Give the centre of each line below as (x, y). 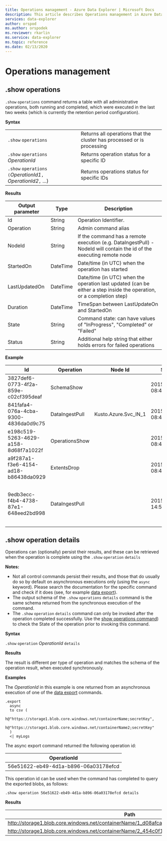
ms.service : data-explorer (33, 38)
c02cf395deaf (25, 397)
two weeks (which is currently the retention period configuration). (73, 112)
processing (94, 146)
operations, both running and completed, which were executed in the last (80, 107)
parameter (27, 211)
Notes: (12, 567)
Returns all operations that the (116, 133)
